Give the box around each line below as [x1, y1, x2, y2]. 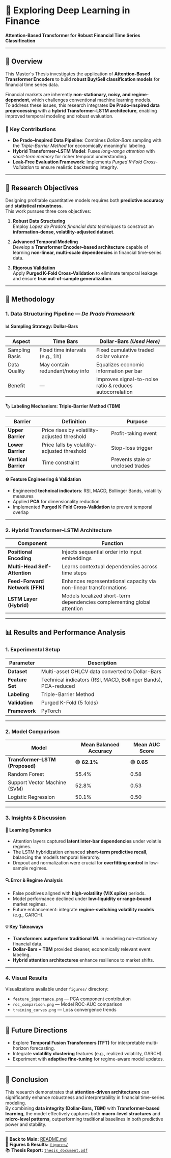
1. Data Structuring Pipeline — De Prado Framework [5, 310, 135, 317]
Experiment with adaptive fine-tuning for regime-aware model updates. [12, 1056, 164, 1062]
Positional [8, 548, 33, 556]
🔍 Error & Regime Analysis [5, 877, 63, 883]
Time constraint [41, 459, 79, 466]
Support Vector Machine [8, 779, 67, 786]
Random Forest [8, 771, 44, 778]
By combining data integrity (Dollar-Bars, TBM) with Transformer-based [5, 1105, 160, 1111]
